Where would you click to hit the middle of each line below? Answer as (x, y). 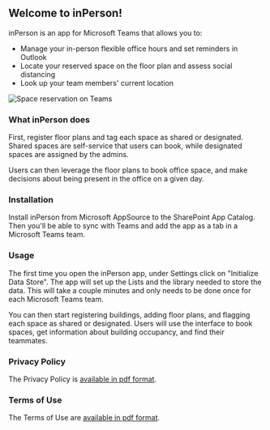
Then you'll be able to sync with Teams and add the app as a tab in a (123, 226)
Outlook (33, 57)
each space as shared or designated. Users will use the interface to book (131, 323)
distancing (38, 74)
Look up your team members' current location (97, 83)
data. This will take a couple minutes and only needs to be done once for (130, 290)
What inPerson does (49, 119)
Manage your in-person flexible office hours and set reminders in (129, 49)
